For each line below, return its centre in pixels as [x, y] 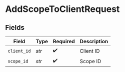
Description [94, 41]
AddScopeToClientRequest [62, 9]
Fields [15, 28]
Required [64, 41]
